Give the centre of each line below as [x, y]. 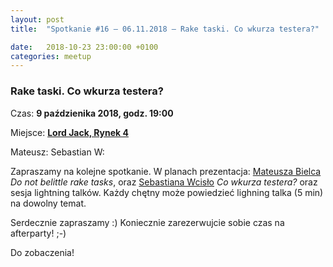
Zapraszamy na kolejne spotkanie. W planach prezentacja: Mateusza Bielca [166, 171]
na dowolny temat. [48, 203]
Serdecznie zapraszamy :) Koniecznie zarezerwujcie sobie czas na [147, 222]
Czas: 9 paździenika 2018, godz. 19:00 [92, 113]
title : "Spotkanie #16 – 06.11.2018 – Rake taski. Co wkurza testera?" [165, 29]
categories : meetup [51, 56]
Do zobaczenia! [42, 252]
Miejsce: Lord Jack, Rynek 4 [69, 132]
